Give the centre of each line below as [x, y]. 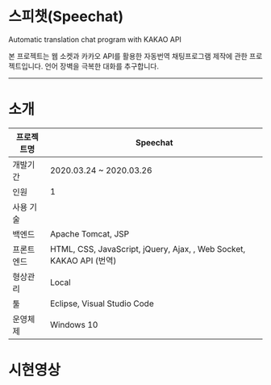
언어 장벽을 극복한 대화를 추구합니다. [102, 66]
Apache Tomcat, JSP [90, 233]
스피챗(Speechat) [66, 17]
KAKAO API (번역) [83, 261]
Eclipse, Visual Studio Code [102, 303]
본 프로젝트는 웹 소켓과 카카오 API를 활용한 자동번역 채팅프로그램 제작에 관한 [128, 56]
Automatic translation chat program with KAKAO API [95, 39]
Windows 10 [74, 324]
